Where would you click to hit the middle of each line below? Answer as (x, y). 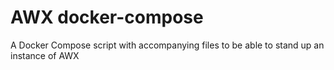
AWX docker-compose (107, 17)
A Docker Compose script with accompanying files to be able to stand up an (167, 45)
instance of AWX (45, 55)
